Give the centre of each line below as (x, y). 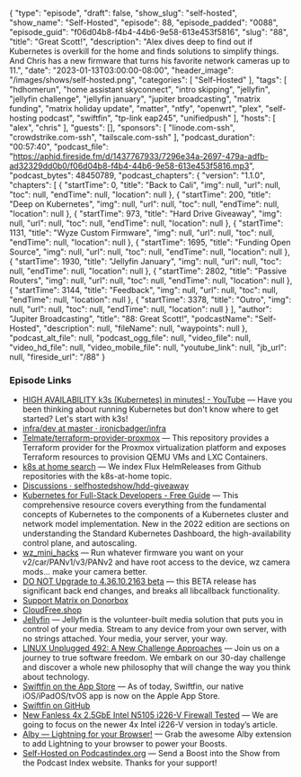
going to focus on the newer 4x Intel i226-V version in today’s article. (150, 725)
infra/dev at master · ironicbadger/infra (94, 429)
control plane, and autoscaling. (80, 543)
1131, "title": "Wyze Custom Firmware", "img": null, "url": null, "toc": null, (142, 232)
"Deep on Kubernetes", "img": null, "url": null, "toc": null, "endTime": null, (145, 204)
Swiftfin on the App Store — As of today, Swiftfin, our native (133, 686)
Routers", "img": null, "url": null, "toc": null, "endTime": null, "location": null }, (151, 281)
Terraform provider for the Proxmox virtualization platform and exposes (154, 448)
